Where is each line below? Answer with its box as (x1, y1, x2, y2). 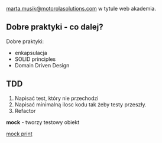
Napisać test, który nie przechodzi (14, 95, 99, 102)
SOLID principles (14, 56, 56, 63)
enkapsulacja (14, 49, 47, 56)
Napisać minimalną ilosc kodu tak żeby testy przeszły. (14, 100, 147, 108)
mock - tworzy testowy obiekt (6, 118, 80, 126)
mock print (6, 130, 33, 137)
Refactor (14, 107, 36, 114)
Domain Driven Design (14, 61, 70, 69)
